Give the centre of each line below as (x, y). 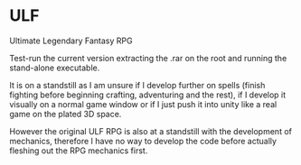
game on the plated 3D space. (66, 114)
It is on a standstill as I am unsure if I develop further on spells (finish (137, 85)
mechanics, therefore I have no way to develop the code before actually (143, 141)
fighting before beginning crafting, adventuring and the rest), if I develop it (148, 95)
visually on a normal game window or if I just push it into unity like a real (143, 104)
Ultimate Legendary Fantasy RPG (71, 41)
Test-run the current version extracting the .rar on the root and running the (148, 58)
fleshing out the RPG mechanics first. (79, 151)
